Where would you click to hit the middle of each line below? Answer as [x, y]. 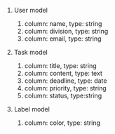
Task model [31, 52]
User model [31, 10]
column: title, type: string [60, 66]
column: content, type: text [63, 73]
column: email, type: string [63, 39]
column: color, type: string [62, 123]
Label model [32, 109]
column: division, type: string [66, 31]
